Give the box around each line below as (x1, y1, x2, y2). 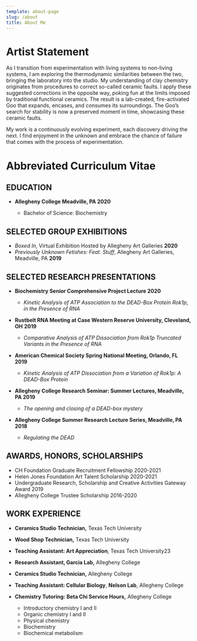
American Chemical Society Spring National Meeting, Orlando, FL (14, 352, 178, 359)
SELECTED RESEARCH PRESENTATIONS (6, 272, 156, 282)
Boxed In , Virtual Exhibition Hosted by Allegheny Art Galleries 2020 (14, 242, 178, 249)
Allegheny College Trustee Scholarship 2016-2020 (14, 491, 137, 498)
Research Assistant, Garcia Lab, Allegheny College (14, 559, 141, 566)
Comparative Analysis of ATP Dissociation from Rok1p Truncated (23, 334, 181, 341)
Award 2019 (14, 485, 44, 493)
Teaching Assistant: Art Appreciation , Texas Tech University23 (14, 547, 171, 554)
